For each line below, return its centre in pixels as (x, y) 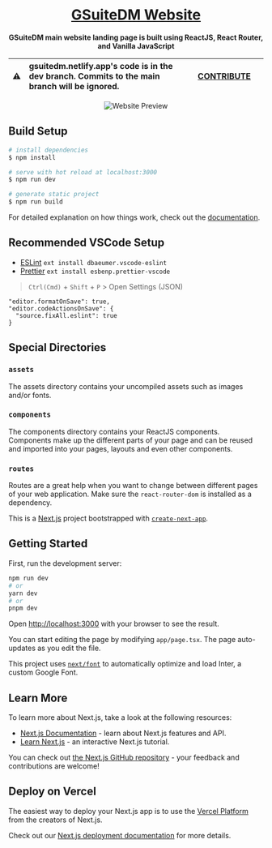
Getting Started (48, 544)
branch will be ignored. (74, 86)
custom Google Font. (43, 672)
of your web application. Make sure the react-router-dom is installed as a (130, 494)
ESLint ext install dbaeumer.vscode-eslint (93, 262)
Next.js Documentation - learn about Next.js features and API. (123, 733)
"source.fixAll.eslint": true (66, 315)
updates (22, 648)
